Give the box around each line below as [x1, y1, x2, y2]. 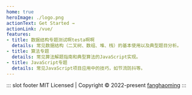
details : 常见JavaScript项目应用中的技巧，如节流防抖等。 [12, 65, 146, 71]
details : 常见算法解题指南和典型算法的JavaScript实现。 [12, 54, 141, 60]
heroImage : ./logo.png [6, 15, 64, 21]
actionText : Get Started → [6, 20, 75, 26]
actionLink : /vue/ [6, 25, 53, 32]
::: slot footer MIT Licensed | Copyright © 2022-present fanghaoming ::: [6, 82, 187, 89]
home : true [6, 8, 34, 15]
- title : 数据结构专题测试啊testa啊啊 [6, 37, 95, 43]
